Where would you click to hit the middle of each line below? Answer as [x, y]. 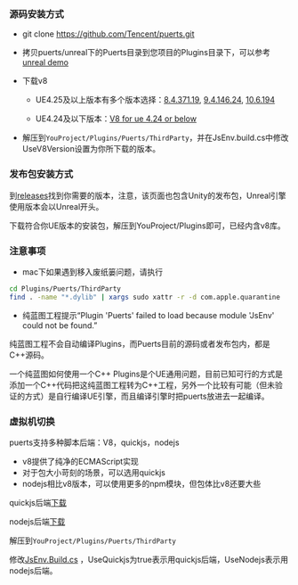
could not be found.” [60, 325]
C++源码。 [29, 355]
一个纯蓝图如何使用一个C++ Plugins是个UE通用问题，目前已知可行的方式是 [146, 374]
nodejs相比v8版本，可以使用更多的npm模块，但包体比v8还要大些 [141, 483]
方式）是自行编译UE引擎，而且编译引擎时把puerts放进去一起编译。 [147, 396]
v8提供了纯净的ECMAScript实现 [81, 461]
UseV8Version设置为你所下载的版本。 [91, 149]
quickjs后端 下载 [38, 502]
